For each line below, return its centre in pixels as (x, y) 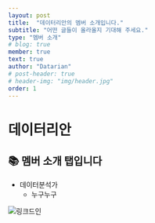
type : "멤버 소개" (35, 37)
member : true (29, 52)
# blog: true (29, 45)
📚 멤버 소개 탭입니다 (55, 161)
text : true (26, 60)
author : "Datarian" (40, 67)
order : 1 (22, 88)
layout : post (29, 15)
